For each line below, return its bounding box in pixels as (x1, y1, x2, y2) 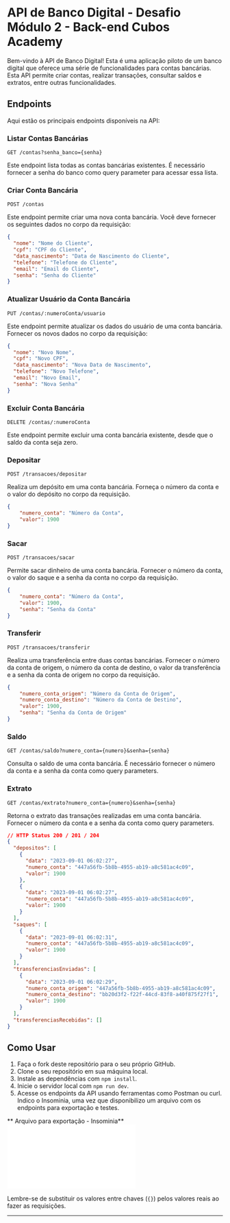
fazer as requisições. (7, 1202, 66, 1210)
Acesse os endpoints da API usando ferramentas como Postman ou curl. (16, 1089, 222, 1098)
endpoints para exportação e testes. (16, 1104, 120, 1112)
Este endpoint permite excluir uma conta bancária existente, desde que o (7, 430, 214, 439)
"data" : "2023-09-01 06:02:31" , (25, 934, 118, 941)
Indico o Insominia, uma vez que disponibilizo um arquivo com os (16, 1096, 201, 1104)
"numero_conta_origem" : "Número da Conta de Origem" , (19, 690, 176, 697)
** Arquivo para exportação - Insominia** (7, 1117, 125, 1125)
